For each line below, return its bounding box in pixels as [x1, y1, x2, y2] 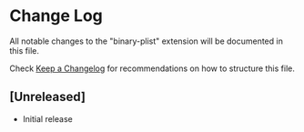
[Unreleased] [9, 89, 86, 105]
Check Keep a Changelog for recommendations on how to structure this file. [9, 63, 296, 74]
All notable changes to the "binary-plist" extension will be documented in [9, 36, 284, 46]
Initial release [22, 113, 73, 124]
